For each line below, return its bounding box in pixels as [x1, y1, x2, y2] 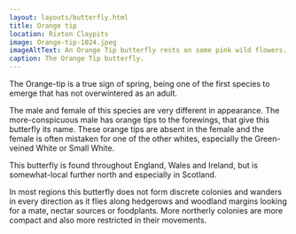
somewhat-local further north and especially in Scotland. [9, 169, 217, 180]
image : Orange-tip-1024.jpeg [9, 37, 117, 47]
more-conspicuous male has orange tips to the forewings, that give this [9, 114, 270, 125]
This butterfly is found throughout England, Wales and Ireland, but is [9, 160, 259, 170]
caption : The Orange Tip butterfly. [9, 54, 144, 63]
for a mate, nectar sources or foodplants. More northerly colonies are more [9, 206, 284, 215]
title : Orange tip [9, 21, 77, 30]
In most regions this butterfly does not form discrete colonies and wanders [9, 187, 282, 197]
